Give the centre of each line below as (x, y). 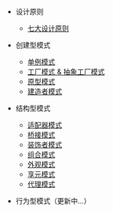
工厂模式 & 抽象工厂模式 (66, 72)
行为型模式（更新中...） (53, 201)
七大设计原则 (48, 28)
